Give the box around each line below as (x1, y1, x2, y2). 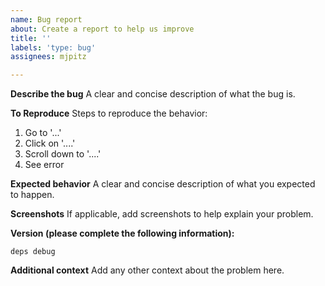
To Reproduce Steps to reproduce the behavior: (10, 107, 208, 120)
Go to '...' (24, 127, 62, 139)
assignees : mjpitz (10, 52, 87, 62)
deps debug (10, 247, 56, 257)
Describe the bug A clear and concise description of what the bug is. (10, 88, 296, 100)
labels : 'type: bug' (10, 42, 97, 53)
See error (24, 159, 65, 171)
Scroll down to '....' (24, 148, 102, 160)
